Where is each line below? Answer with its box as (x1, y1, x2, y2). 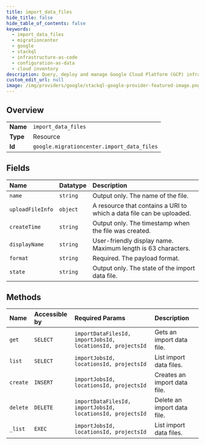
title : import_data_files (6, 9, 72, 15)
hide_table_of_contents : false (6, 20, 86, 26)
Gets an (154, 328, 177, 336)
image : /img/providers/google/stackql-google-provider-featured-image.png (6, 83, 201, 89)
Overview (6, 105, 45, 116)
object (59, 205, 78, 213)
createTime (9, 223, 41, 230)
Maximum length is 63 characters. (92, 244, 190, 252)
